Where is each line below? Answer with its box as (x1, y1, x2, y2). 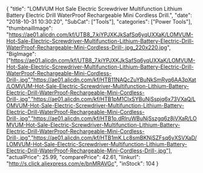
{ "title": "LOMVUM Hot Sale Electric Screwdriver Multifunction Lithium (6, 5, 183, 12)
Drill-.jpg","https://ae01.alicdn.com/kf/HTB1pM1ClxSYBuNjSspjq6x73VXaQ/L (6, 95, 196, 103)
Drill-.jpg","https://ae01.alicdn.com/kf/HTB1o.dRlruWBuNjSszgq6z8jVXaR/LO (6, 115, 197, 122)
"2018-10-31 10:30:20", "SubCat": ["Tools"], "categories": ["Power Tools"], (6, 18, 192, 25)
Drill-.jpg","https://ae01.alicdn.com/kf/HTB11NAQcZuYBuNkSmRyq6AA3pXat (6, 76, 196, 83)
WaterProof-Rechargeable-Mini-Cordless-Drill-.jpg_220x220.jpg (6, 44, 168, 51)
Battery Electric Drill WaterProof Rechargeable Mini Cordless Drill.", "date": (6, 12, 193, 19)
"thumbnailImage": (6, 24, 53, 32)
